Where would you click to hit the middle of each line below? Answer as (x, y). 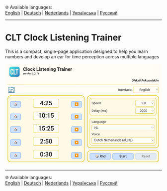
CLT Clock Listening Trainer (63, 38)
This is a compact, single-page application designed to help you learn (77, 51)
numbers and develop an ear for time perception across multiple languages (82, 56)
